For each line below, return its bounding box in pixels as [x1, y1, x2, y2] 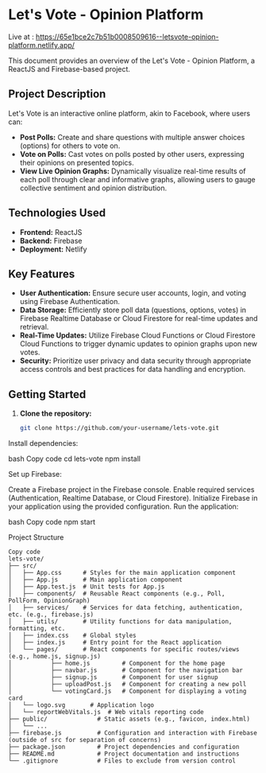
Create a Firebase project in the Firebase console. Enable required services [8, 485, 255, 494]
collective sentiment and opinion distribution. [19, 183, 168, 193]
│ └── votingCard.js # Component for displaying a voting [8, 687, 247, 696]
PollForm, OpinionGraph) [8, 597, 91, 605]
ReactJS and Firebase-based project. [8, 64, 131, 73]
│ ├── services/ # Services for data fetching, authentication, [8, 603, 244, 612]
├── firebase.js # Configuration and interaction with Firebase [8, 729, 258, 737]
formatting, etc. [8, 625, 66, 633]
